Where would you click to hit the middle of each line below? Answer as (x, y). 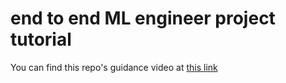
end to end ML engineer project (143, 18)
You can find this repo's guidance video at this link (114, 67)
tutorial (41, 39)
